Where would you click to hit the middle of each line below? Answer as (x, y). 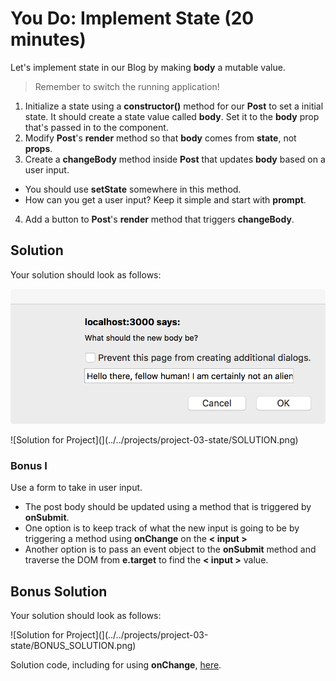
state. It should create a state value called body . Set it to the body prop (172, 116)
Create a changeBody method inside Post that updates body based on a (175, 159)
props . (38, 148)
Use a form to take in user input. (76, 488)
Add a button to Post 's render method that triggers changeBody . (159, 219)
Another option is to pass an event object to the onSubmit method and (170, 549)
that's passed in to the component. (96, 127)
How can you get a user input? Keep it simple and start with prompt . (165, 199)
